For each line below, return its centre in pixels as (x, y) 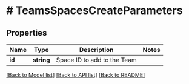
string (41, 60)
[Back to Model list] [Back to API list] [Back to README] (76, 75)
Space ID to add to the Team (97, 60)
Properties (27, 33)
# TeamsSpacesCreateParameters (94, 11)
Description (96, 50)
